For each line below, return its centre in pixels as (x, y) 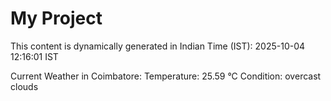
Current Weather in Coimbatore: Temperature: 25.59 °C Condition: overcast (166, 76)
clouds (24, 86)
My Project (56, 18)
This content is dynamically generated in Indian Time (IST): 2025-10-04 (158, 46)
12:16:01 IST (34, 56)
